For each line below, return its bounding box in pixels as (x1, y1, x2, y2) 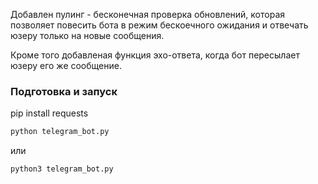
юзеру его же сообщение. (10, 60, 122, 71)
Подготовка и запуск (10, 84, 118, 98)
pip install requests (10, 107, 89, 119)
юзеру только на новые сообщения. (10, 30, 165, 41)
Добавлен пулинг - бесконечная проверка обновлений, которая (10, 9, 286, 20)
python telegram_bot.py (10, 127, 110, 137)
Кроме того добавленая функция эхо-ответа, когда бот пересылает (10, 49, 300, 61)
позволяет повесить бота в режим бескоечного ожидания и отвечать (10, 19, 309, 31)
